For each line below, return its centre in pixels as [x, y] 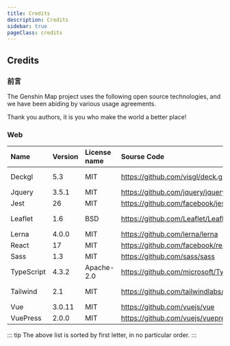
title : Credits [29, 13]
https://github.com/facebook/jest [174, 203]
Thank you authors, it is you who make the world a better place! [97, 116]
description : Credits [38, 20]
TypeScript [28, 272]
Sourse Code [143, 157]
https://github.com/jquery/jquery [174, 193]
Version [65, 157]
